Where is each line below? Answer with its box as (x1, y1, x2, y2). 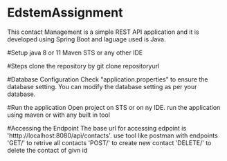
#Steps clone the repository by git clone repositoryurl (7, 61, 160, 70)
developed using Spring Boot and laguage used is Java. (7, 35, 166, 43)
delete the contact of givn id (7, 146, 88, 154)
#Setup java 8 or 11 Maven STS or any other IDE (7, 48, 143, 57)
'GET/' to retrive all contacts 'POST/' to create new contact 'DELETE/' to (7, 138, 212, 146)
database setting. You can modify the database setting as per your (7, 82, 197, 91)
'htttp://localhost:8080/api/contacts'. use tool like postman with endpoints (7, 131, 218, 140)
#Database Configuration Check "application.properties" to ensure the (7, 75, 208, 84)
